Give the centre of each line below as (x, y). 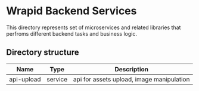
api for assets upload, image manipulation (132, 79)
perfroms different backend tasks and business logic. (71, 33)
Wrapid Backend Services (71, 11)
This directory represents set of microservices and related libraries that (94, 27)
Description (132, 69)
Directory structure (43, 53)
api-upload (25, 79)
